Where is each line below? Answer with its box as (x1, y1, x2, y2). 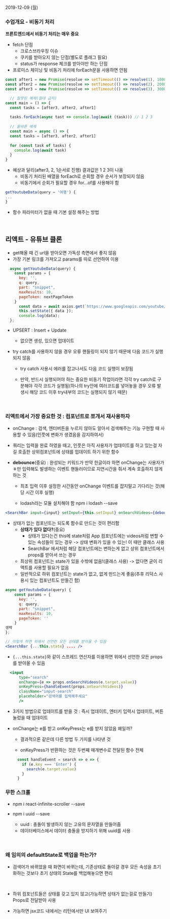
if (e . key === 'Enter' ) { (22, 762, 77, 767)
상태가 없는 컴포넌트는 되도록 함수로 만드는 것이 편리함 (12, 520, 120, 527)
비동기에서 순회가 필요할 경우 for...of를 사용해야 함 (20, 180, 119, 186)
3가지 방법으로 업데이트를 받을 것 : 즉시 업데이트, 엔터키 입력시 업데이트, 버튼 (12, 708, 164, 714)
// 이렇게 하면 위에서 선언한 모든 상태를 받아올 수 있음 (5, 639, 107, 644)
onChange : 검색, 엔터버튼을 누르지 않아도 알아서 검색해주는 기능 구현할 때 (12, 425, 160, 432)
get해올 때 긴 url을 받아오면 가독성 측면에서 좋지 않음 (12, 249, 117, 255)
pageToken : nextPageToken (18, 294, 73, 300)
